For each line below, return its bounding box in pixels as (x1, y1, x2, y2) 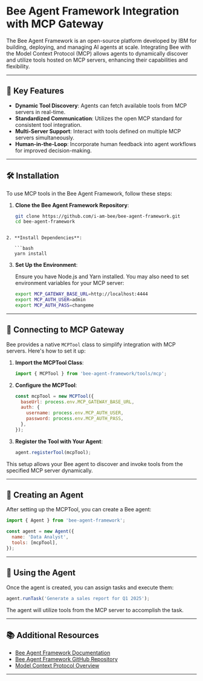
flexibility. (6, 62, 30, 70)
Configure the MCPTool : (14, 382, 77, 389)
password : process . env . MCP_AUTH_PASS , (26, 415, 124, 422)
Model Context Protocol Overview (14, 662, 100, 670)
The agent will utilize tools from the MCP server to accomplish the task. (6, 606, 184, 613)
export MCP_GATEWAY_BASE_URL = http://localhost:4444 (14, 291, 148, 297)
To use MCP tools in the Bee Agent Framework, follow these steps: (6, 190, 172, 197)
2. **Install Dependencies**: (6, 235, 83, 241)
